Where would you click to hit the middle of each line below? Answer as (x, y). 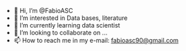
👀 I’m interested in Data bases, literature (71, 18)
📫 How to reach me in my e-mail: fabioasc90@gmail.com (96, 40)
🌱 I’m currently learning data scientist (67, 25)
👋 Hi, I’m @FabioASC (44, 11)
